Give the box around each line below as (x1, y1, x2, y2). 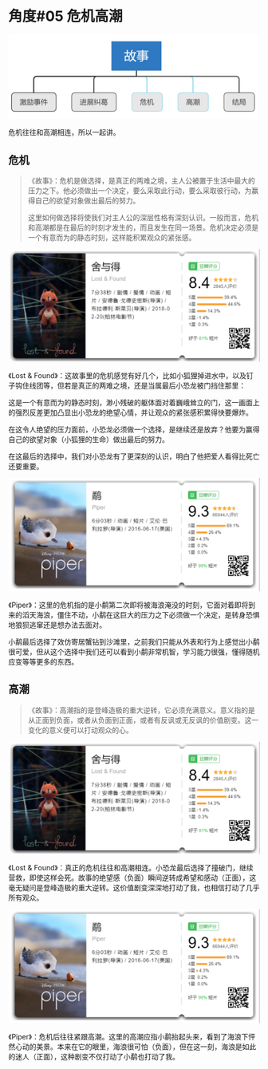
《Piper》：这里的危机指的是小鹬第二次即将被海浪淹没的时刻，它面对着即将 (8, 600, 249, 609)
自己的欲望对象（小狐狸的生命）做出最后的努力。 (8, 434, 169, 444)
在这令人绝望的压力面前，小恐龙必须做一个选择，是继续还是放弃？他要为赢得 (8, 424, 260, 434)
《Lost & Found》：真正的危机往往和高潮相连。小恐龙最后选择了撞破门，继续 (8, 863, 254, 873)
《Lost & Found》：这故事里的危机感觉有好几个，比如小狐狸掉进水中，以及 (8, 370, 247, 380)
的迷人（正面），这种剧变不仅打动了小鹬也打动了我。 (8, 1051, 179, 1061)
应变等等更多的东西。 (8, 657, 78, 666)
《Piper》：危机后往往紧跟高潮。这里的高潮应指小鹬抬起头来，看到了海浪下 (8, 1032, 249, 1041)
